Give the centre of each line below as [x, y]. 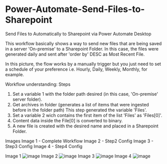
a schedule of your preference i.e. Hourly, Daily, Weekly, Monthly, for [76, 69]
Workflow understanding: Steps [38, 84]
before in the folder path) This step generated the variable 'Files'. [79, 110]
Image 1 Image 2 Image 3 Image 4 [68, 156]
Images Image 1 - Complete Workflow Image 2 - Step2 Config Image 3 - [79, 141]
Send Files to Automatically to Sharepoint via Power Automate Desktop [78, 34]
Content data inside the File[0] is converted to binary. [67, 120]
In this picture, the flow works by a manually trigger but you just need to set [83, 64]
